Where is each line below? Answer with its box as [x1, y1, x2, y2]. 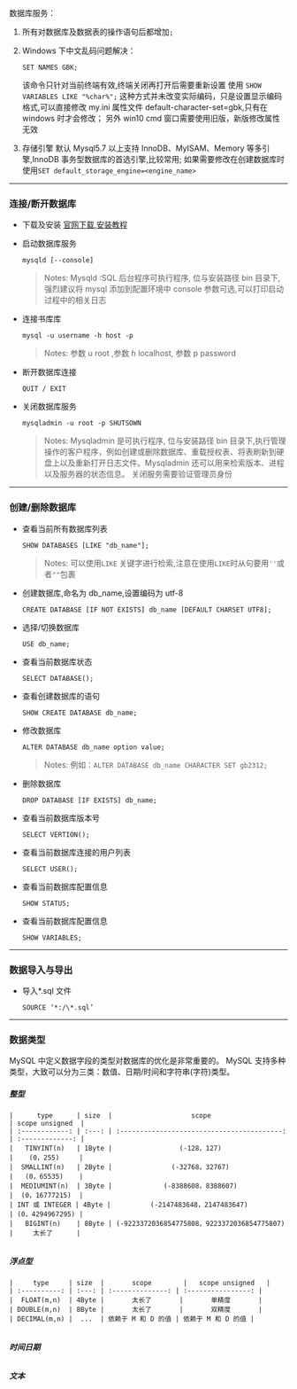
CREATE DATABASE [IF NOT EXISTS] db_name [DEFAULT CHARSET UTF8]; [21, 605, 272, 614]
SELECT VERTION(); [21, 830, 90, 839]
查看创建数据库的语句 [21, 691, 100, 701]
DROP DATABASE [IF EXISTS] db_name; [21, 796, 157, 805]
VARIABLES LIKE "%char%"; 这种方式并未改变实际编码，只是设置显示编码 [21, 91, 283, 101]
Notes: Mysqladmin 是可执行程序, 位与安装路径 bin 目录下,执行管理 [43, 435, 286, 446]
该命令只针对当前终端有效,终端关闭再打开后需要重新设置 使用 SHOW [21, 80, 263, 90]
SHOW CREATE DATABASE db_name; [21, 708, 138, 717]
